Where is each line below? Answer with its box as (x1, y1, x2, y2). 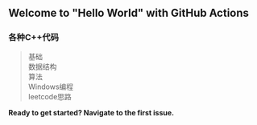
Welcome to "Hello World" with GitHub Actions (8, 6, 250, 20)
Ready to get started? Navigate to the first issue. (8, 107, 175, 117)
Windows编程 (27, 82, 74, 91)
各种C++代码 (8, 32, 59, 43)
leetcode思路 (27, 91, 73, 101)
